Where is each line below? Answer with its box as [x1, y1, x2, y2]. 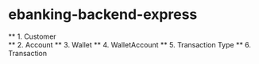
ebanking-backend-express [8, 6, 198, 24]
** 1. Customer [8, 32, 57, 41]
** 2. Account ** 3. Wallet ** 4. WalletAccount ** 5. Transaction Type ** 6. [8, 40, 252, 49]
